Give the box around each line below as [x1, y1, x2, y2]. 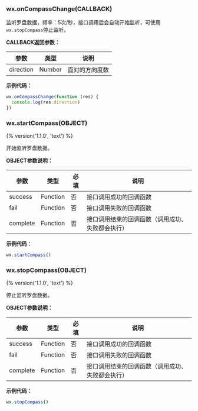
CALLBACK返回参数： [6, 39, 60, 46]
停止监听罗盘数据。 [6, 292, 53, 299]
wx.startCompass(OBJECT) [6, 119, 88, 127]
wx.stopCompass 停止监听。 [6, 26, 70, 34]
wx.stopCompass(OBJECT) [6, 266, 87, 274]
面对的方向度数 [67, 66, 109, 74]
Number [39, 66, 62, 74]
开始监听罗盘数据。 [6, 144, 53, 152]
